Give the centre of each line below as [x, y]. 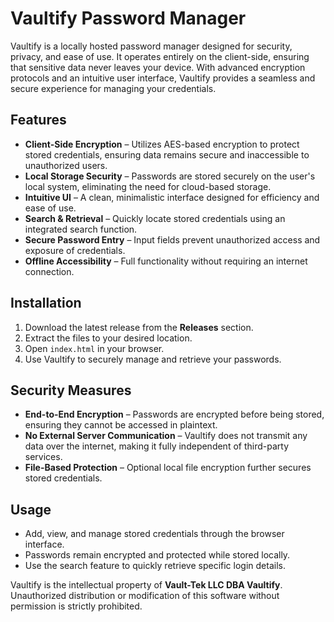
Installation [46, 303]
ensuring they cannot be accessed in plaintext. [121, 425]
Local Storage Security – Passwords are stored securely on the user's [170, 176]
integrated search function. [81, 229]
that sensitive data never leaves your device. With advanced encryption [158, 67]
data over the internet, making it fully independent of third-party [156, 446]
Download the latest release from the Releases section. [139, 327]
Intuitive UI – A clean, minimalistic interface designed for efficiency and [172, 197]
